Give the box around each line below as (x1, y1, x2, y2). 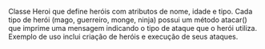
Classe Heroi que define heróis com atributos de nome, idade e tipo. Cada (8, 7, 253, 16)
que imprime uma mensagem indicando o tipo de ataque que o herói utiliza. (8, 24, 258, 32)
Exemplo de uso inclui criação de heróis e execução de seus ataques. (8, 32, 239, 41)
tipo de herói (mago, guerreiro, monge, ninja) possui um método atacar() (8, 15, 248, 24)
